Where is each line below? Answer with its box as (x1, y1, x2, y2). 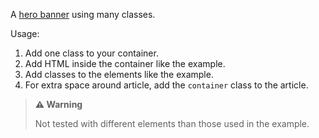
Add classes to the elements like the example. (24, 69, 214, 80)
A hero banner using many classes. (10, 9, 156, 20)
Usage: (10, 28, 40, 39)
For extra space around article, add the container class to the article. (24, 79, 309, 91)
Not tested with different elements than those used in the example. (34, 118, 310, 129)
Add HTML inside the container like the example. (24, 58, 226, 69)
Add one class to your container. (24, 47, 159, 59)
